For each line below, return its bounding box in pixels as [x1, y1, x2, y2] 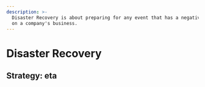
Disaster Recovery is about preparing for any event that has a [12, 15, 179, 21]
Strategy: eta [6, 71, 57, 81]
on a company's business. [12, 20, 78, 26]
